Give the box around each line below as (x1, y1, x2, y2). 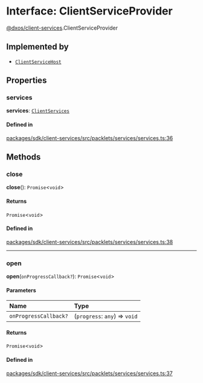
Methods (6, 152, 41, 163)
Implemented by (6, 42, 69, 52)
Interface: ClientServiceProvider (6, 4, 173, 18)
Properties (6, 76, 47, 86)
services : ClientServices (6, 107, 69, 114)
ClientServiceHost (14, 59, 62, 65)
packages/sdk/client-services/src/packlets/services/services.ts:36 (6, 134, 173, 141)
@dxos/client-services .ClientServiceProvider (6, 24, 118, 31)
